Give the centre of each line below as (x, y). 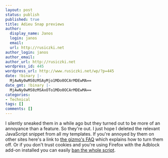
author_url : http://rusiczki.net (40, 62)
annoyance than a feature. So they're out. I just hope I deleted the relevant (83, 129)
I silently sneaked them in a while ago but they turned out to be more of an (83, 123)
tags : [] (14, 104)
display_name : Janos (31, 33)
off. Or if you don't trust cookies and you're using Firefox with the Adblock (82, 145)
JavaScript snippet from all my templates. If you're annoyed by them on (80, 134)
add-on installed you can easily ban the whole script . (60, 150)
